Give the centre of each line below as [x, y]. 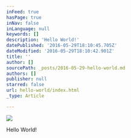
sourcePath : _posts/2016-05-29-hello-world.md [66, 68]
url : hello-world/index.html [43, 90]
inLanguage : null [28, 29]
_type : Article [25, 96]
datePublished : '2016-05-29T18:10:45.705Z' [62, 46]
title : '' [19, 57]
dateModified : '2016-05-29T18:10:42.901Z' [60, 51]
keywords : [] [23, 34]
